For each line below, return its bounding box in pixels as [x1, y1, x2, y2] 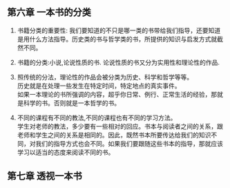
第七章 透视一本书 [7, 170, 82, 182]
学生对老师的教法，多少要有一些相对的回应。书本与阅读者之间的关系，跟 [17, 122, 223, 130]
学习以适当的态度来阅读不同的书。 [17, 148, 115, 156]
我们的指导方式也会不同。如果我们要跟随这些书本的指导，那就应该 [35, 139, 223, 147]
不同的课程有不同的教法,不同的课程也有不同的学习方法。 [17, 113, 177, 122]
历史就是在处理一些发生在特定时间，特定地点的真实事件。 [17, 82, 181, 90]
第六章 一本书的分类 [7, 6, 91, 19]
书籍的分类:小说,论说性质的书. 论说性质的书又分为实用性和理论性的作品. [17, 58, 220, 66]
